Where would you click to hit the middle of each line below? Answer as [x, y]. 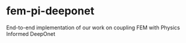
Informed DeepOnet [31, 33]
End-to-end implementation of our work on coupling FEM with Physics [93, 27]
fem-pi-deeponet [50, 11]
